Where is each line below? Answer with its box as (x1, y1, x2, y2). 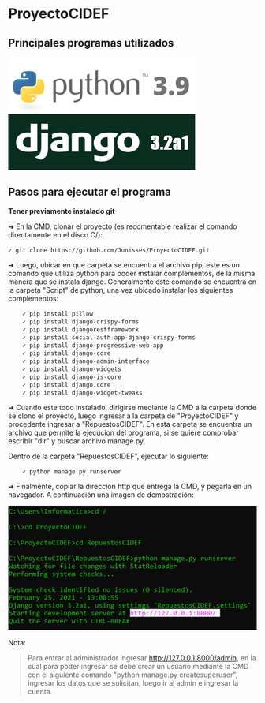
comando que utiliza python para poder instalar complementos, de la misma (8, 268, 256, 278)
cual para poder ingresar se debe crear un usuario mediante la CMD (27, 661, 249, 671)
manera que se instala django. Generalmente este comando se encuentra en (8, 277, 257, 286)
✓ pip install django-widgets (22, 365, 122, 373)
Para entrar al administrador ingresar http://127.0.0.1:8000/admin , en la (27, 653, 256, 663)
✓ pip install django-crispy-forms (22, 317, 140, 326)
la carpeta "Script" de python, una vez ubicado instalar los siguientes (8, 285, 233, 294)
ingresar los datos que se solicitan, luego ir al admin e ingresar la (27, 678, 239, 687)
